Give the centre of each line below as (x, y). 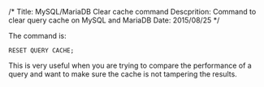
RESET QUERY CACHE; (41, 51)
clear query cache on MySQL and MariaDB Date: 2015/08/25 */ (114, 20)
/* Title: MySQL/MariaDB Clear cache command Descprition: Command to (132, 12)
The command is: (37, 36)
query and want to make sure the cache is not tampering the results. (123, 74)
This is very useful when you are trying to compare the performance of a (130, 65)
